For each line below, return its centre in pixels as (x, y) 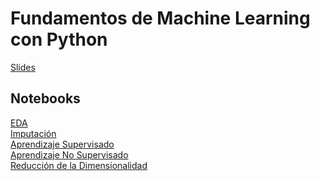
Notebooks (45, 98)
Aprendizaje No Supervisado (69, 154)
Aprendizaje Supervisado (62, 144)
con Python (59, 39)
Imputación (33, 133)
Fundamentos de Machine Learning (160, 18)
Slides (23, 67)
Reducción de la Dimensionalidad (79, 165)
